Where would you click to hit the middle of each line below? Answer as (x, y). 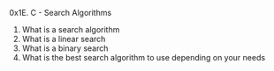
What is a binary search (65, 48)
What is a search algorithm (71, 29)
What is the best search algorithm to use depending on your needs (144, 57)
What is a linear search (64, 39)
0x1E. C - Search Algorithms (61, 13)
